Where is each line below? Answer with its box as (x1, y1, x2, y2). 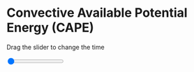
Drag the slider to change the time (6, 43, 105, 51)
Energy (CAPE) (6, 20, 95, 36)
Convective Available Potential (6, 5, 188, 21)
